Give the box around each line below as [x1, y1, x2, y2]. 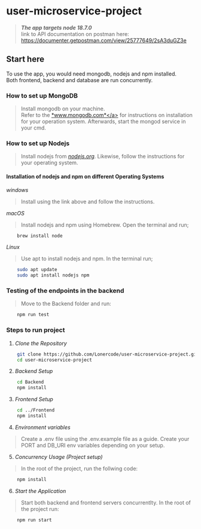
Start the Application [14, 487, 66, 494]
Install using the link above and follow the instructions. [20, 198, 155, 205]
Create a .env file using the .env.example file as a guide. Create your [20, 435, 190, 442]
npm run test [17, 312, 50, 318]
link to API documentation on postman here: [20, 30, 130, 37]
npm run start [17, 517, 52, 523]
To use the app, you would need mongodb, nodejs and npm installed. [6, 70, 177, 77]
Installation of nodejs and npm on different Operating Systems [6, 173, 165, 180]
